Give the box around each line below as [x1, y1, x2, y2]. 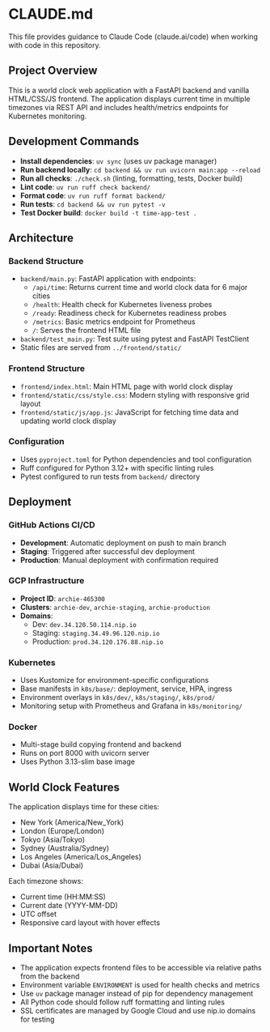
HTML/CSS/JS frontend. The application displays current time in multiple [8, 94, 251, 104]
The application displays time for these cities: [8, 802, 160, 812]
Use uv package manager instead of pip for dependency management [19, 989, 254, 999]
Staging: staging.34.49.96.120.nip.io [32, 628, 160, 638]
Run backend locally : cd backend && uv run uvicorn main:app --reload [19, 164, 261, 174]
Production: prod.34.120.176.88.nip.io [32, 637, 164, 646]
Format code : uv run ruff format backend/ [19, 190, 166, 200]
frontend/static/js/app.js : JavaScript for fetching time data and [19, 407, 239, 417]
